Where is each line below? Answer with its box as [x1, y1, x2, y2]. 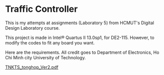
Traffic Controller [5, 3, 78, 15]
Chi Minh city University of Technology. [5, 54, 86, 60]
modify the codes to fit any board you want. [5, 39, 95, 45]
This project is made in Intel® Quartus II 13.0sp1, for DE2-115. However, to [5, 35, 155, 40]
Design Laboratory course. [5, 25, 60, 31]
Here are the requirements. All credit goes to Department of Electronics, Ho [5, 49, 160, 55]
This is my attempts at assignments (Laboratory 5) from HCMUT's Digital [5, 20, 154, 26]
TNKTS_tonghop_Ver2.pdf [5, 64, 59, 70]
